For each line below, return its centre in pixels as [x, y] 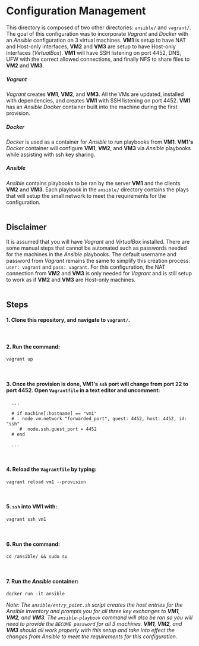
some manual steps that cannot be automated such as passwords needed [97, 248]
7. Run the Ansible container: [42, 581]
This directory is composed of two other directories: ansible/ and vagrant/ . [99, 27]
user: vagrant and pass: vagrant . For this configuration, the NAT [86, 267]
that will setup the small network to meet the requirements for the [86, 195]
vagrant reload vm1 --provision [46, 482]
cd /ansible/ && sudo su [37, 557]
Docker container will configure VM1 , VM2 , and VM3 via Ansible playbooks [99, 148]
